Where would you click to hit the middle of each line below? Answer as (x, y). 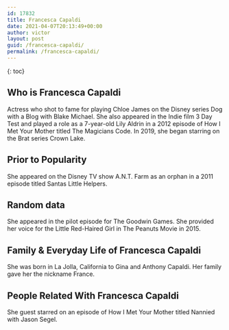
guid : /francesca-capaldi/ (46, 45)
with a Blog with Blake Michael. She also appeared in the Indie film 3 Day (110, 116)
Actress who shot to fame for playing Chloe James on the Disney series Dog (115, 109)
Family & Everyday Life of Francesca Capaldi (104, 250)
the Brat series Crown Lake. (46, 138)
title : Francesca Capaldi (44, 20)
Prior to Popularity (47, 160)
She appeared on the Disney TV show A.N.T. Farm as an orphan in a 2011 (110, 176)
